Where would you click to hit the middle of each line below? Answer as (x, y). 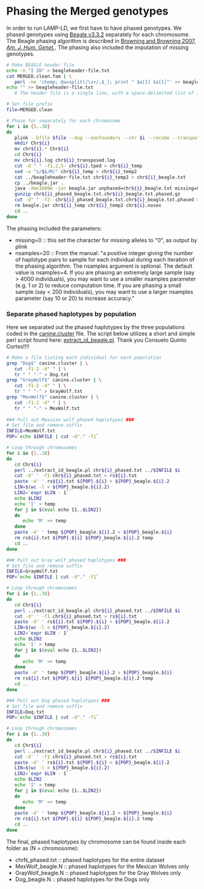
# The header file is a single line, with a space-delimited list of (104, 93)
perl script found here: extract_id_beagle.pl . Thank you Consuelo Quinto (97, 340)
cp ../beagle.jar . (39, 183)
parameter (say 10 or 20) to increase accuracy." (75, 298)
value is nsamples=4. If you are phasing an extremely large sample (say (105, 272)
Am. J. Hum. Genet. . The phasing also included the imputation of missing (97, 47)
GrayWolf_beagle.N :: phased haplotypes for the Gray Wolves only (98, 873)
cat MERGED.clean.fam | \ (39, 76)
